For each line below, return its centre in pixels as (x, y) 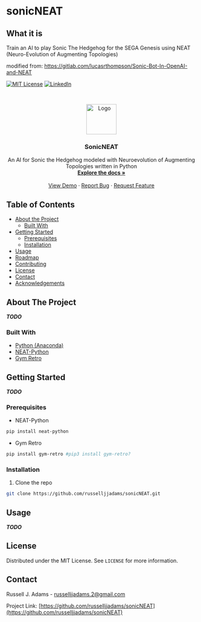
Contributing (30, 264)
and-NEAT (19, 72)
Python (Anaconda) (39, 346)
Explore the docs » (101, 173)
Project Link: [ (24, 606)
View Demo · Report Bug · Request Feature (101, 186)
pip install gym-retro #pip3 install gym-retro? (69, 454)
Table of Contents (41, 204)
